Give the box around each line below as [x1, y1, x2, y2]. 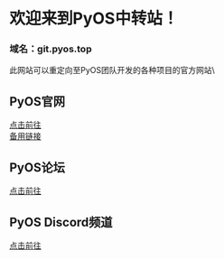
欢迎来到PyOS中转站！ [9, 8, 179, 29]
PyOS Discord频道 [9, 214, 113, 230]
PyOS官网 [9, 94, 66, 109]
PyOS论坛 [9, 160, 66, 175]
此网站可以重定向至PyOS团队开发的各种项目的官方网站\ [9, 65, 215, 76]
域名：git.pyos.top [9, 42, 92, 55]
